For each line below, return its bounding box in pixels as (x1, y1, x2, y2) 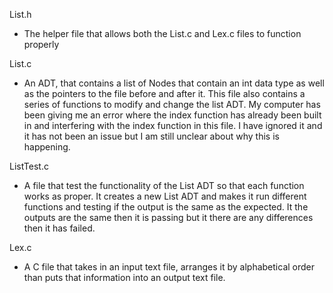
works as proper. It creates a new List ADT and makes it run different (23, 190, 307, 202)
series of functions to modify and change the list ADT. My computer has (23, 99, 321, 110)
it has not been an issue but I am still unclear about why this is (23, 130, 280, 142)
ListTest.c (9, 160, 49, 172)
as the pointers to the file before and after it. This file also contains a (23, 88, 306, 99)
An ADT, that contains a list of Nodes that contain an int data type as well (23, 77, 325, 89)
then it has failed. (23, 222, 96, 234)
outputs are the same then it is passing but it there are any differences (23, 212, 314, 223)
